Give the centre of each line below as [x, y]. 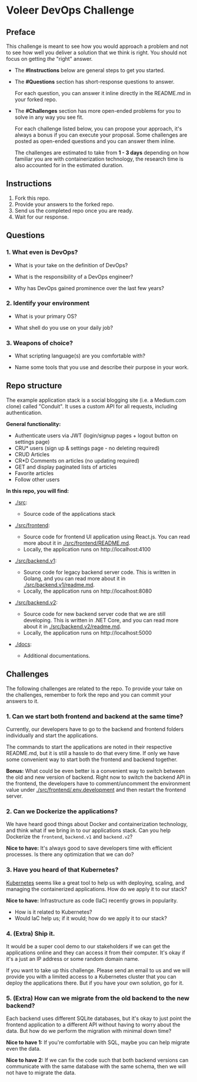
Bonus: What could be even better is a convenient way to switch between [96, 771]
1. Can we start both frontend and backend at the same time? [95, 716]
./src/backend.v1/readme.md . [59, 584]
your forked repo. [36, 99]
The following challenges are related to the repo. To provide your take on [94, 688]
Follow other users [37, 479]
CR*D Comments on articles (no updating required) [77, 460]
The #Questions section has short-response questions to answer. [94, 82]
